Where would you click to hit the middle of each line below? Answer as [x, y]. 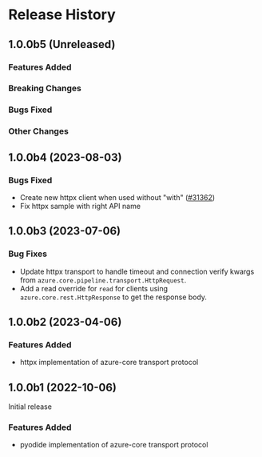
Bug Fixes [28, 254]
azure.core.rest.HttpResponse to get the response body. [113, 297]
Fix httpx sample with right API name [80, 206]
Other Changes [39, 131]
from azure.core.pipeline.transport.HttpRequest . [103, 280]
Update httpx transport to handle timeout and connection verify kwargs [137, 271]
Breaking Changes [45, 88]
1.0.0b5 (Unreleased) [62, 44]
